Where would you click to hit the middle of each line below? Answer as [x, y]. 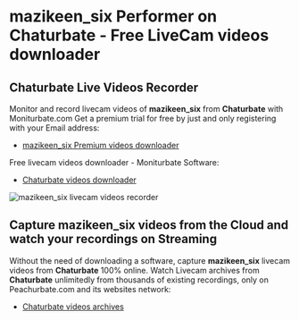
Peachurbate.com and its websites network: [90, 289]
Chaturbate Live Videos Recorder [104, 87]
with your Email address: [54, 128]
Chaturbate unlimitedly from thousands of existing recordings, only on [139, 280]
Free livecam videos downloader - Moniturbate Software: [114, 162]
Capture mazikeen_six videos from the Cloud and [149, 225]
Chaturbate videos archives [73, 307]
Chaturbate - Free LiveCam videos [139, 35]
